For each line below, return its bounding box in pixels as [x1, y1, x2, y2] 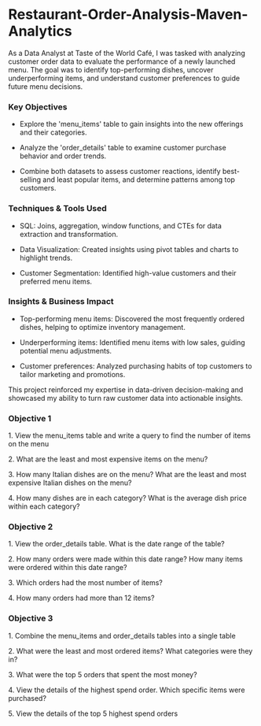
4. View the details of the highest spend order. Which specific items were [8, 685, 245, 695]
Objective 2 [8, 521, 53, 532]
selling [19, 175, 42, 184]
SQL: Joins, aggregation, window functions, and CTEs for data [19, 220, 222, 230]
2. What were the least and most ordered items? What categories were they [8, 646, 253, 655]
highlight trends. [19, 253, 73, 262]
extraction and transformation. [19, 229, 119, 239]
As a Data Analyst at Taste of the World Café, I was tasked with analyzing [8, 48, 245, 57]
